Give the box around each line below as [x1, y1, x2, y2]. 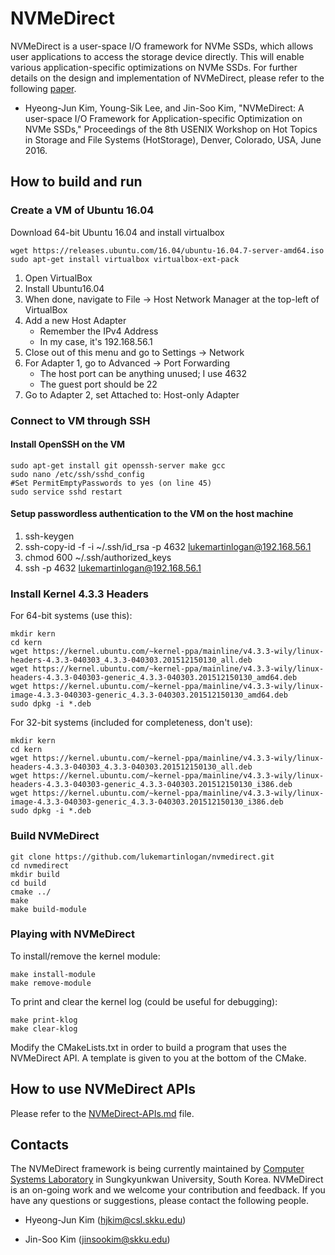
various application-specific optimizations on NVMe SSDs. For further [10, 61, 298, 73]
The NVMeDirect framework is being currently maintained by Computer [10, 1163, 305, 1175]
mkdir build [10, 869, 60, 879]
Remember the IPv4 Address [39, 325, 159, 337]
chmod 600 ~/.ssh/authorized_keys [24, 551, 172, 563]
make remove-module [10, 978, 92, 988]
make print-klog [10, 1015, 78, 1025]
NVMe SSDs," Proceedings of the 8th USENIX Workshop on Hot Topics [24, 123, 318, 135]
